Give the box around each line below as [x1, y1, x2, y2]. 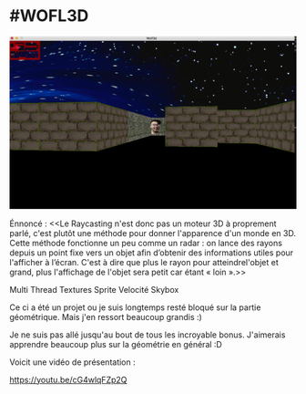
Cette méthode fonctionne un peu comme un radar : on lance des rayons [9, 237, 282, 248]
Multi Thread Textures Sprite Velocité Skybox [9, 284, 179, 295]
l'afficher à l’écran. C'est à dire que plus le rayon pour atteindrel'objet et [9, 256, 280, 267]
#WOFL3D [9, 5, 89, 26]
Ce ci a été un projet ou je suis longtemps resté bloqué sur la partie [9, 302, 261, 313]
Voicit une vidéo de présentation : [9, 357, 136, 368]
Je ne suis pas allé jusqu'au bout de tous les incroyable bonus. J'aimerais [9, 329, 286, 340]
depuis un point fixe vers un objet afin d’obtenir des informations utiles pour [9, 247, 294, 258]
